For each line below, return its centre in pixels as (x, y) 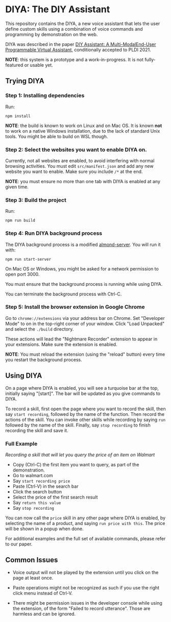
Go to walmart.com (33, 475)
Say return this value (37, 502)
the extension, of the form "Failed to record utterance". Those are (81, 608)
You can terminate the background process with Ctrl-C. (64, 294)
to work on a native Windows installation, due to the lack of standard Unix (83, 131)
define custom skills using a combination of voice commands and (74, 29)
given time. (17, 187)
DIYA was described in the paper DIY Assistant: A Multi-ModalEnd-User (81, 44)
